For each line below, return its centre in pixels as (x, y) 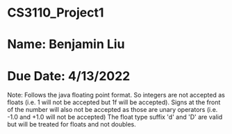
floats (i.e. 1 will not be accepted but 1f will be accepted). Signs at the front (114, 102)
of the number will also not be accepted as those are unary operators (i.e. (113, 110)
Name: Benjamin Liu (66, 45)
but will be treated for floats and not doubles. (72, 124)
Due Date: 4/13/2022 (69, 76)
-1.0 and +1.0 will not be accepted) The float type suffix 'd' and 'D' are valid (115, 117)
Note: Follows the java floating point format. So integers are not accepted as (116, 95)
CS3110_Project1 (56, 13)
